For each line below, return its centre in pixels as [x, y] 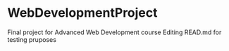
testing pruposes [32, 39]
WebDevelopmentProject [82, 13]
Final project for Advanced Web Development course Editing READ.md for [114, 32]
